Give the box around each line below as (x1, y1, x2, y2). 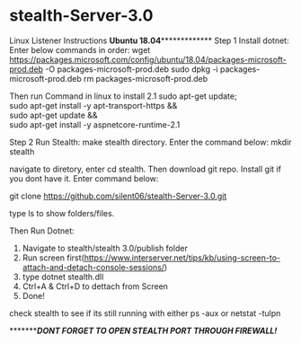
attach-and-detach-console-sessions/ (22, 261, 164, 272)
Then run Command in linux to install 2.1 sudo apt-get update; (9, 91, 237, 101)
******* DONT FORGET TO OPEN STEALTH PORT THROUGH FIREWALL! (9, 325, 278, 336)
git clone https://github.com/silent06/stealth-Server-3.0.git (9, 190, 227, 201)
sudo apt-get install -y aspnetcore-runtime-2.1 (9, 119, 181, 130)
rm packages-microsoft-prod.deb (84, 73, 208, 84)
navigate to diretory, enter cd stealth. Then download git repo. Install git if (9, 163, 281, 174)
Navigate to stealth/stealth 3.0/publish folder (22, 242, 189, 253)
